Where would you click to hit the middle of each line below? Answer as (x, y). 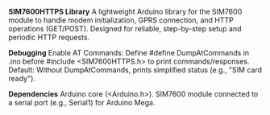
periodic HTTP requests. (49, 37)
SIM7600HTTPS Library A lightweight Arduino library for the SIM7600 (125, 12)
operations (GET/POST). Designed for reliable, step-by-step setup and (125, 29)
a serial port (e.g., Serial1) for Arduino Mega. (82, 103)
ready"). (22, 78)
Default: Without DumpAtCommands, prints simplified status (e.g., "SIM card (135, 70)
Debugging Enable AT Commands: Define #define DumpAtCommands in (129, 53)
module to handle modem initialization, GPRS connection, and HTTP (121, 20)
